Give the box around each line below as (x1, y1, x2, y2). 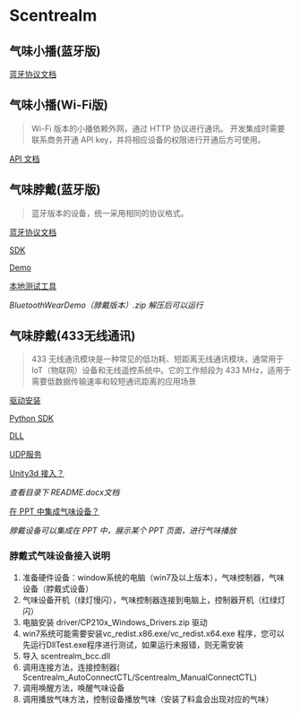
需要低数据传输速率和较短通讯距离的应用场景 (30, 376, 197, 387)
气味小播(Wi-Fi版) (9, 98, 109, 113)
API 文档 (9, 153, 40, 164)
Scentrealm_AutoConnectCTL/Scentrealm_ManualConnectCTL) (21, 672, 258, 683)
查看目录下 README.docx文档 (9, 487, 120, 498)
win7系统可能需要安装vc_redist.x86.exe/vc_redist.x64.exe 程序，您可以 (21, 628, 285, 639)
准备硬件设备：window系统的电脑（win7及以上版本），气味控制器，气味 (21, 571, 285, 583)
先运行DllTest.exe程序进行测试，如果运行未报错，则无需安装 (21, 639, 244, 650)
